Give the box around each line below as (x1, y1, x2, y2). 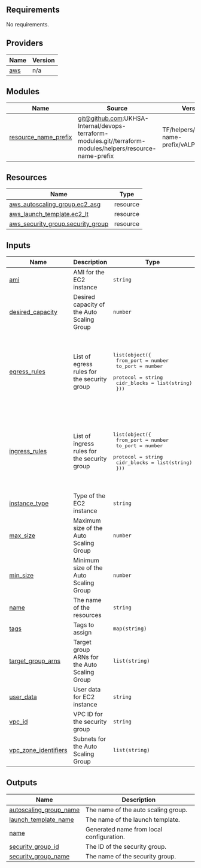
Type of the (73, 492, 106, 500)
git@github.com (77, 114, 123, 122)
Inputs (6, 240, 31, 250)
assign (73, 628, 92, 637)
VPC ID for (73, 710, 103, 719)
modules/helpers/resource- (77, 144, 157, 152)
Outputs (6, 777, 38, 788)
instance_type (9, 499, 49, 508)
